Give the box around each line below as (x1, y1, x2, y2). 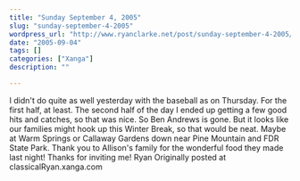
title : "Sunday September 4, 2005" (9, 12, 142, 22)
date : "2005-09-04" (9, 37, 82, 47)
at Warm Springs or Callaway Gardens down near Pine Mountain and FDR (9, 133, 279, 144)
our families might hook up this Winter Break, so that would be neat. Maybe (9, 123, 287, 134)
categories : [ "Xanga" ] (9, 54, 94, 63)
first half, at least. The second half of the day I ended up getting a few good (9, 104, 287, 115)
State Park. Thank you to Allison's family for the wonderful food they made (9, 142, 284, 152)
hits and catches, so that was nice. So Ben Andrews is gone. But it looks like (9, 113, 289, 125)
